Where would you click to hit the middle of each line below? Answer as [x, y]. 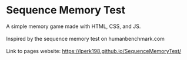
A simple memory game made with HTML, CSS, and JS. [74, 26]
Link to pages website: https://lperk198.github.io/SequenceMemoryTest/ [94, 51]
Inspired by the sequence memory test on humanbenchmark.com [85, 38]
